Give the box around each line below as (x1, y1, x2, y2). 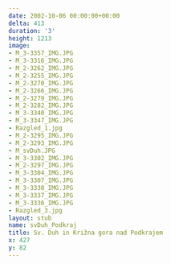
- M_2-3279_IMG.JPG (8, 94, 74, 102)
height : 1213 (8, 34, 52, 43)
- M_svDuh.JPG (8, 146, 56, 155)
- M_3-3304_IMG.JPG (8, 169, 74, 177)
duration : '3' (8, 27, 56, 35)
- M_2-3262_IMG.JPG (8, 64, 74, 72)
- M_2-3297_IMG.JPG (8, 162, 74, 170)
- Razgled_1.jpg (8, 124, 63, 132)
